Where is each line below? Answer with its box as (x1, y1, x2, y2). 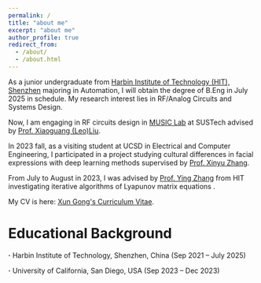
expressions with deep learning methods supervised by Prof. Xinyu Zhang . (8, 158, 250, 167)
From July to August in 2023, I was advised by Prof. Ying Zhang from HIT (8, 173, 245, 182)
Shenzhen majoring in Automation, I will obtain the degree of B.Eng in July (8, 85, 248, 95)
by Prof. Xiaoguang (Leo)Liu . (8, 125, 101, 135)
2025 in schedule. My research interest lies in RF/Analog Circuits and (8, 94, 232, 103)
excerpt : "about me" (8, 26, 76, 34)
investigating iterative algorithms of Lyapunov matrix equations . (8, 181, 216, 191)
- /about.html (15, 56, 61, 64)
